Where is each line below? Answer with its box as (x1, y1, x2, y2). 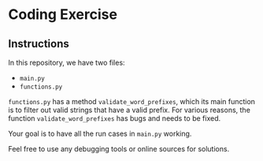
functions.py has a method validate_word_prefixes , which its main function (8, 97, 256, 106)
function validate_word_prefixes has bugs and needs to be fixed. (8, 114, 221, 123)
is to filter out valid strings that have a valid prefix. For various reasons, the (8, 105, 250, 114)
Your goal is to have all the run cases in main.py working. (8, 129, 192, 138)
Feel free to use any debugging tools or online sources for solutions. (8, 144, 230, 153)
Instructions (8, 37, 69, 51)
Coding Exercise (8, 6, 118, 24)
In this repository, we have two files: (8, 58, 125, 67)
